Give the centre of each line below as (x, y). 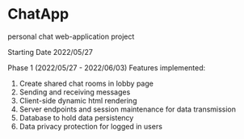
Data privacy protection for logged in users (91, 126)
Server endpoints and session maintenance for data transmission (127, 109)
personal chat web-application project (71, 36)
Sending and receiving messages (75, 92)
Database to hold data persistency (76, 117)
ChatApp (38, 14)
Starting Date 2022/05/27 (50, 52)
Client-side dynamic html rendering (78, 100)
